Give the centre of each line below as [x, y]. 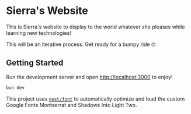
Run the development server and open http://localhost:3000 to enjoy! [89, 77]
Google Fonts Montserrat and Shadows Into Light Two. [72, 105]
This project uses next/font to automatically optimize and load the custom [95, 99]
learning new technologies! [39, 33]
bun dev [15, 88]
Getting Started [35, 63]
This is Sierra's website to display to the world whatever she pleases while [95, 27]
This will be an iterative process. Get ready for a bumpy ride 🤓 [81, 44]
